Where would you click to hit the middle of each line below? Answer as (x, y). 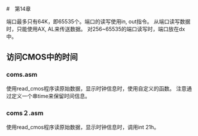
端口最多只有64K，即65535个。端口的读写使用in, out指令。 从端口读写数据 (98, 22)
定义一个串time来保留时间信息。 (51, 96)
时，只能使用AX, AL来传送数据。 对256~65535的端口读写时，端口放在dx (96, 29)
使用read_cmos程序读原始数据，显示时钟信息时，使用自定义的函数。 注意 (97, 88)
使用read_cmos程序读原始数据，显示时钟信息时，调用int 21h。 (83, 127)
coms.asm (22, 75)
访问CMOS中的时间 (42, 57)
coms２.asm (25, 113)
